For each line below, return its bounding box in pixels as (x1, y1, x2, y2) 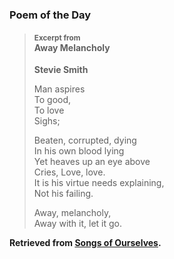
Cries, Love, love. (33, 166, 106, 178)
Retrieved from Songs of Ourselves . (9, 237, 162, 249)
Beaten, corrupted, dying (33, 134, 137, 147)
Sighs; (33, 115, 61, 127)
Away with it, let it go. (33, 218, 123, 230)
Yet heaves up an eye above (33, 156, 151, 168)
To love (33, 104, 65, 117)
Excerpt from (33, 33, 81, 43)
